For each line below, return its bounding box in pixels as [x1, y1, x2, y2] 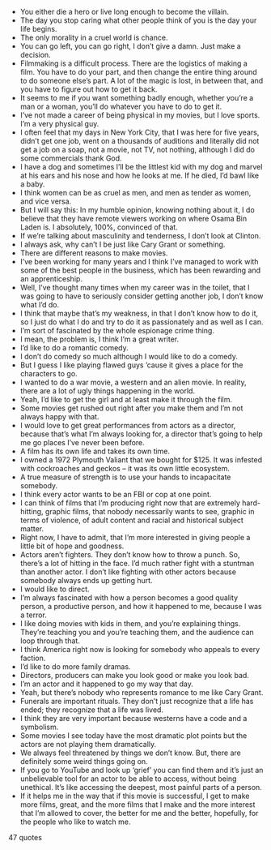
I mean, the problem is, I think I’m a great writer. [19, 334, 180, 344]
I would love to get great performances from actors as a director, [19, 421, 236, 430]
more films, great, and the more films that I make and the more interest [19, 800, 256, 809]
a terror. [19, 610, 47, 620]
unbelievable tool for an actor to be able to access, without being [19, 774, 237, 783]
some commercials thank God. [19, 153, 123, 163]
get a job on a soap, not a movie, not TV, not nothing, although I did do [19, 145, 255, 154]
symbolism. [19, 722, 59, 732]
